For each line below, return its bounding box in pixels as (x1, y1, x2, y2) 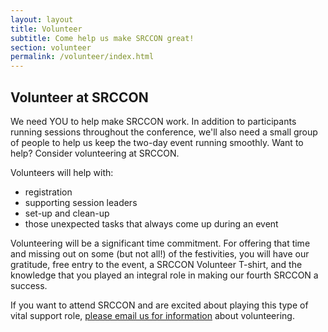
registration (24, 186, 73, 198)
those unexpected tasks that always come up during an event (24, 217, 279, 230)
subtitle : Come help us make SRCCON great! (10, 33, 195, 43)
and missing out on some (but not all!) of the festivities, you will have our (10, 247, 310, 260)
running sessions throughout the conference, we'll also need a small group (10, 126, 318, 138)
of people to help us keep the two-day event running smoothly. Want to (10, 136, 304, 148)
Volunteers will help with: (10, 166, 114, 178)
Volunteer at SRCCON (10, 89, 149, 106)
